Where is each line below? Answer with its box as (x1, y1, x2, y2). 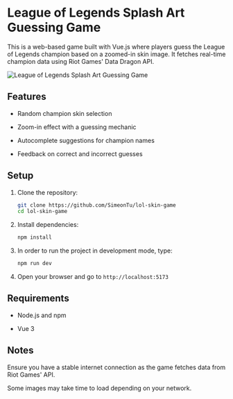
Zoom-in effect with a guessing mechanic (17, 123, 137, 131)
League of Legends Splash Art (7, 5, 185, 21)
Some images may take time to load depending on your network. (7, 384, 192, 392)
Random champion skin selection (17, 109, 112, 117)
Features (7, 91, 46, 103)
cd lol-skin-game (17, 208, 68, 215)
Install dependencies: (17, 221, 79, 229)
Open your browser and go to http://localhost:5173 (17, 273, 169, 281)
